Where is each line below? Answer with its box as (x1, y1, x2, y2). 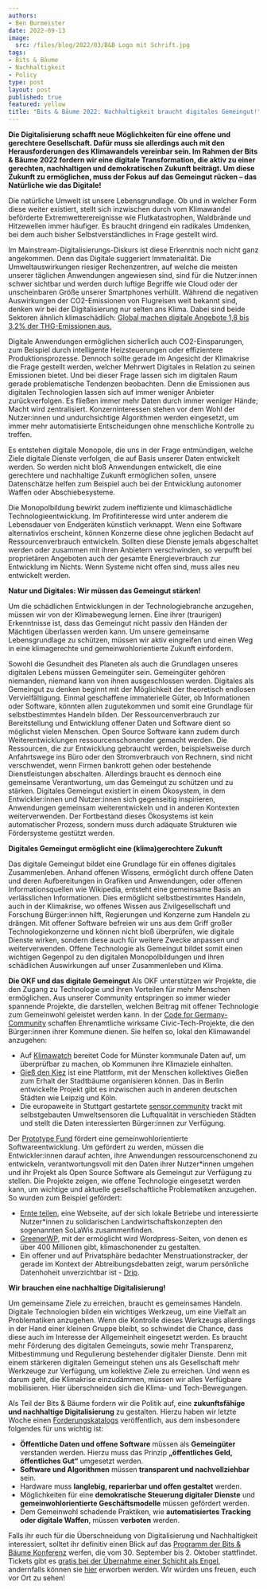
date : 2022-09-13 (8, 26, 66, 34)
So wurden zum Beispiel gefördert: (8, 1193, 122, 1202)
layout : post (8, 85, 52, 94)
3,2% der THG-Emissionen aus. (8, 322, 112, 330)
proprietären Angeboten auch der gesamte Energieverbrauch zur (8, 554, 221, 563)
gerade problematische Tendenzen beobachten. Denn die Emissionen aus (8, 379, 250, 388)
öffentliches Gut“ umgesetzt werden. (19, 1456, 144, 1466)
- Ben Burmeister (8, 19, 66, 27)
